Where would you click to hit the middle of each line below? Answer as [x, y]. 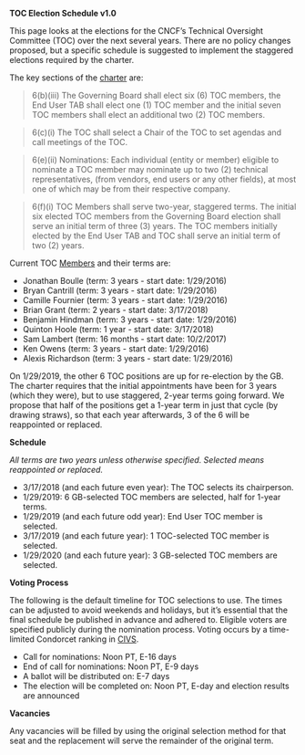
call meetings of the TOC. [80, 142]
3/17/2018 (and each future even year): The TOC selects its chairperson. [158, 487]
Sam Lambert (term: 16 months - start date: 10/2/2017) [125, 339]
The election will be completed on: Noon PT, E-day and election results [156, 686]
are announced [51, 696]
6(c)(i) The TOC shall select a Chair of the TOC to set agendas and [157, 132]
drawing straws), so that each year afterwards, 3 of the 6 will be [130, 415]
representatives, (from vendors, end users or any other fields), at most [164, 179]
